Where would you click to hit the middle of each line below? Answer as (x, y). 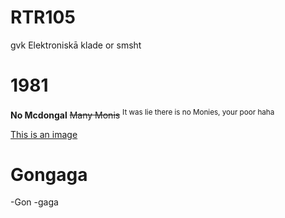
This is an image (44, 134)
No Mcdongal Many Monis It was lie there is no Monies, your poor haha (142, 114)
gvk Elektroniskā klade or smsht (76, 45)
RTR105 (43, 17)
